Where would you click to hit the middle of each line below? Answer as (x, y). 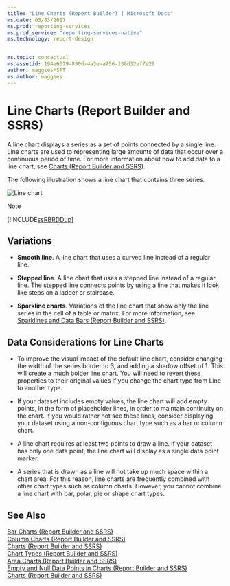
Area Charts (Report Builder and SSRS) (62, 561)
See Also (26, 515)
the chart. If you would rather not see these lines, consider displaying (115, 416)
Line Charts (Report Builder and (99, 110)
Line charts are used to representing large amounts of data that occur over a (115, 151)
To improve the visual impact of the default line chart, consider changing (120, 359)
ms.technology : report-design (50, 39)
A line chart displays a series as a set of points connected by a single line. (112, 144)
